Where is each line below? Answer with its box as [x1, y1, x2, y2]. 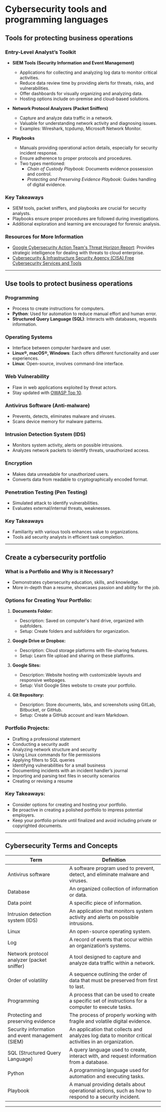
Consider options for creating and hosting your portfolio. [12, 801, 127, 807]
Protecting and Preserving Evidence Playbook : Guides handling [27, 176, 157, 182]
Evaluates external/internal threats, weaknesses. [12, 505, 111, 511]
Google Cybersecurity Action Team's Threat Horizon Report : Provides [12, 244, 155, 251]
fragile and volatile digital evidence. [69, 1017, 152, 1024]
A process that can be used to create [69, 991, 155, 998]
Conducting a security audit [12, 741, 69, 747]
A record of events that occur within [69, 936, 153, 943]
